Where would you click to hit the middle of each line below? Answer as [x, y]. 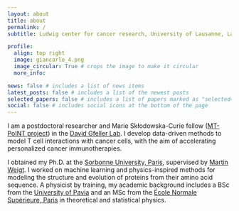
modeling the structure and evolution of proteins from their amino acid [110, 178]
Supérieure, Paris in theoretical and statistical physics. [87, 200]
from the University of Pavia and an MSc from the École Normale [102, 193]
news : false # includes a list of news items [76, 86]
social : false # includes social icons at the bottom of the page [108, 106]
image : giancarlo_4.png [49, 60]
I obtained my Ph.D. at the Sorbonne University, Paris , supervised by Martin [118, 162]
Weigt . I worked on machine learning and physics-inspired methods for [111, 170]
